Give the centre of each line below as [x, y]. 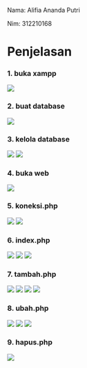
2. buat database [36, 106]
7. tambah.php [32, 274]
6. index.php [29, 240]
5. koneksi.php [33, 206]
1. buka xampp [32, 74]
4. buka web [28, 173]
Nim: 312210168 [30, 23]
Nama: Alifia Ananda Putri [44, 10]
